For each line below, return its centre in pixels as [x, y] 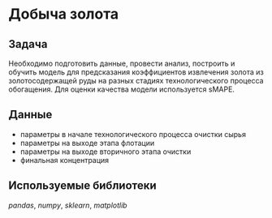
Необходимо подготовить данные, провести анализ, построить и [122, 63]
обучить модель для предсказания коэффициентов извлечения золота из [136, 72]
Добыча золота [64, 14]
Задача [28, 44]
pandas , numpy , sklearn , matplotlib [68, 205]
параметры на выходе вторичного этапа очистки [106, 152]
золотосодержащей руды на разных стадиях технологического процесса [136, 81]
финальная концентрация [65, 160]
